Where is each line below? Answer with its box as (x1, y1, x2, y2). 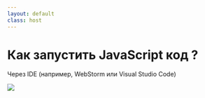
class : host (7, 17, 42, 24)
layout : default (7, 10, 55, 17)
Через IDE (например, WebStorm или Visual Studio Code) (7, 70, 176, 78)
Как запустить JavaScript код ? (7, 47, 199, 63)
